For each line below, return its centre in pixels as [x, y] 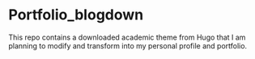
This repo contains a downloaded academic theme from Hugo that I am [127, 37]
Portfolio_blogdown [76, 15]
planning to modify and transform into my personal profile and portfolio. [128, 45]
